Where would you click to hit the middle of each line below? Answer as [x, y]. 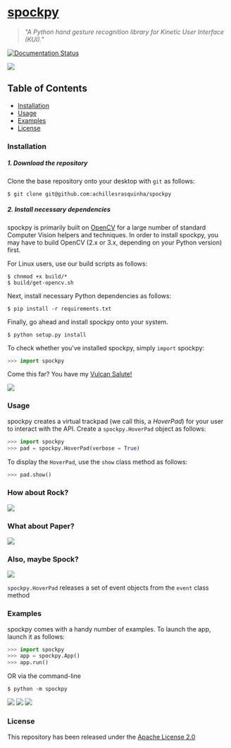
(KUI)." [34, 39]
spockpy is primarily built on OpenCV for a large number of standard [107, 227]
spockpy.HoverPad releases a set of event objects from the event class [108, 588]
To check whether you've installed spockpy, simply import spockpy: [106, 348]
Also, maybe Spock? [43, 559]
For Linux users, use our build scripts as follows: [77, 263]
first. [14, 250]
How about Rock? [38, 493]
